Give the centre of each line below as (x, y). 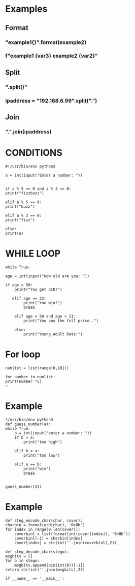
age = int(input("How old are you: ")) (47, 276)
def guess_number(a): (28, 424)
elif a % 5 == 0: (24, 202)
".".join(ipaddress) (28, 132)
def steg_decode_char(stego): (37, 552)
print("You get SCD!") (38, 289)
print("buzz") (20, 206)
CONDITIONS (34, 153)
